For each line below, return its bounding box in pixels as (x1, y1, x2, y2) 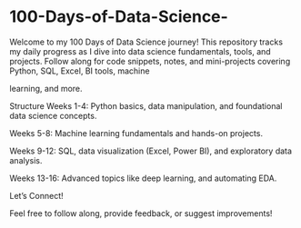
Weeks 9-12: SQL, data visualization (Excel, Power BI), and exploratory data (9, 145, 293, 156)
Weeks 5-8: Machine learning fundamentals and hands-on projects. (9, 127, 264, 138)
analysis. (9, 154, 43, 165)
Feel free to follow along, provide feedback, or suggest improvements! (9, 207, 273, 219)
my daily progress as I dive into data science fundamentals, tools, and (9, 45, 271, 56)
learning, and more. (9, 83, 84, 94)
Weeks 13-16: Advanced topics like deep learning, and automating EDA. (9, 173, 277, 183)
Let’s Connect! (9, 190, 64, 201)
